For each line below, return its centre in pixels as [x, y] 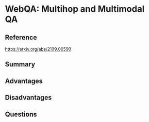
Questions [21, 114]
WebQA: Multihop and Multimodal [75, 9]
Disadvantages [28, 98]
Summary [20, 64]
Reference [21, 37]
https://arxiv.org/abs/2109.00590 [38, 49]
